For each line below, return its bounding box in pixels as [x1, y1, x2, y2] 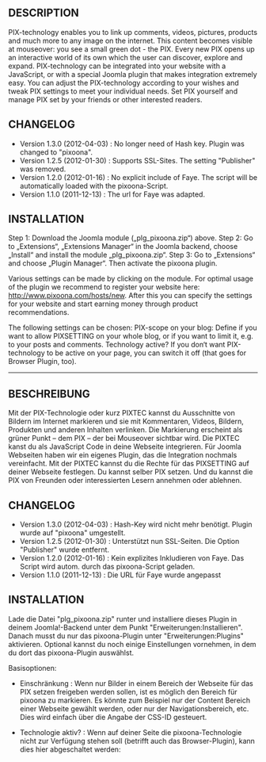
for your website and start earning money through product [8, 299, 199, 308]
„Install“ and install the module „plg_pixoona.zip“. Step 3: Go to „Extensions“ [8, 250, 256, 260]
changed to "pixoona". [19, 147, 93, 157]
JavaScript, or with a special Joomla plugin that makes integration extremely [8, 69, 257, 78]
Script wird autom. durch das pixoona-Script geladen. [19, 562, 196, 572]
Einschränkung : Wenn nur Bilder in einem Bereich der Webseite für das [19, 678, 253, 688]
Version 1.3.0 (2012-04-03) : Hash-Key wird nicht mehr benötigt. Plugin [19, 519, 253, 530]
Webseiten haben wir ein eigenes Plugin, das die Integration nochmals [8, 450, 237, 460]
